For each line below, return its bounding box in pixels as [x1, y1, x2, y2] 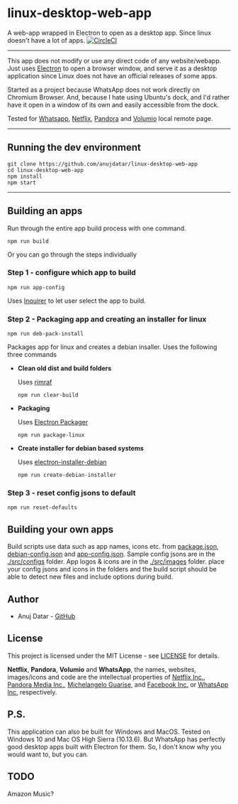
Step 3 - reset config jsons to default [7, 488, 136, 498]
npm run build [7, 237, 50, 245]
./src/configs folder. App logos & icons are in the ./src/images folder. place [7, 557, 225, 566]
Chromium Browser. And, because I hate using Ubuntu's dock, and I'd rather [7, 92, 230, 101]
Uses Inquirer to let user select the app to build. [7, 296, 147, 305]
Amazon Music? [7, 789, 55, 798]
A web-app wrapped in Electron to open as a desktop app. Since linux [7, 28, 212, 37]
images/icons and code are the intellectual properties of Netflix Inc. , [7, 672, 205, 681]
